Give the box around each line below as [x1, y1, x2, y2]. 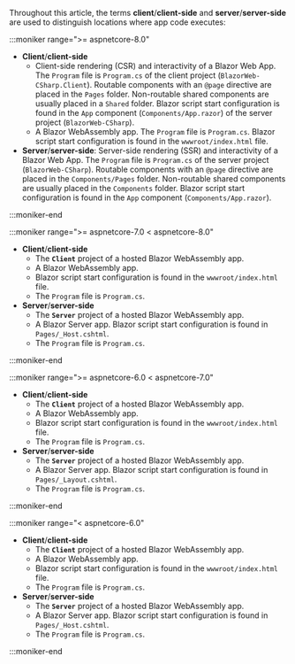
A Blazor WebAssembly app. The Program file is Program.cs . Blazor [34, 127, 276, 136]
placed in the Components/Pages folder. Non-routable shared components [21, 174, 286, 184]
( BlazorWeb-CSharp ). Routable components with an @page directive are [21, 164, 274, 174]
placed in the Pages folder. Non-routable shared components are [34, 89, 269, 99]
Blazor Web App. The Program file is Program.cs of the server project [21, 155, 269, 165]
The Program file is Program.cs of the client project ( [34, 70, 221, 81]
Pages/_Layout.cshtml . [34, 474, 117, 484]
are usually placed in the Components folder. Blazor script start [21, 183, 246, 193]
